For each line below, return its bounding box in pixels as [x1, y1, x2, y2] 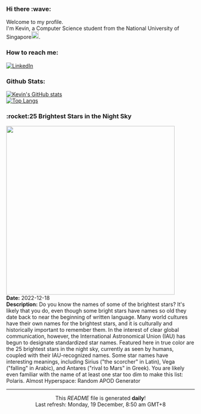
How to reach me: [6, 49, 59, 57]
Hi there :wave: [6, 5, 51, 13]
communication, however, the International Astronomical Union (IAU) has [6, 332, 185, 340]
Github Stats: [6, 77, 46, 85]
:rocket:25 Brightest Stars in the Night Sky [6, 112, 132, 120]
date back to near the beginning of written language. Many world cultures [6, 314, 188, 321]
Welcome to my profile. [6, 19, 64, 26]
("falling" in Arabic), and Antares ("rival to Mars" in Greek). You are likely [6, 365, 185, 372]
